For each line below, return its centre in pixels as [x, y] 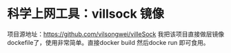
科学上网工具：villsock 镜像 [86, 14]
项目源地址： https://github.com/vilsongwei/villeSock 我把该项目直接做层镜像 [116, 34]
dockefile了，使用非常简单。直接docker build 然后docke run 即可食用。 [108, 42]
